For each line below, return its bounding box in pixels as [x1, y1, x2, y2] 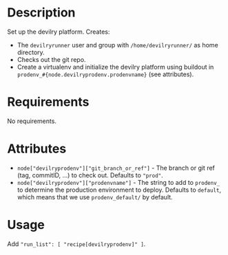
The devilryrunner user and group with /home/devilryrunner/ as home [17, 41, 218, 49]
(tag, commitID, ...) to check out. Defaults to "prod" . [17, 170, 163, 179]
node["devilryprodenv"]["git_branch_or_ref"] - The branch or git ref [17, 164, 216, 172]
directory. [17, 48, 45, 56]
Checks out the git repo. [17, 55, 86, 63]
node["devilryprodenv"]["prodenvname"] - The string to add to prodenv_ [17, 178, 220, 186]
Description [7, 5, 76, 21]
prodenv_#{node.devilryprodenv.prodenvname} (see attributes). [17, 70, 194, 78]
